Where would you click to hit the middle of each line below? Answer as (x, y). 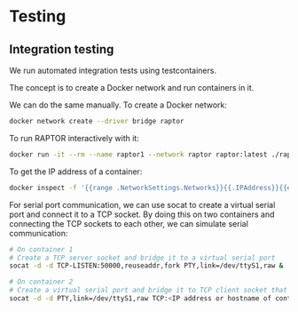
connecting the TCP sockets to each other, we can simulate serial (129, 223)
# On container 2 (41, 282)
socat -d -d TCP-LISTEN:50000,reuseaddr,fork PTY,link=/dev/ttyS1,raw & (146, 266)
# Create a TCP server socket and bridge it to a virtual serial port (142, 258)
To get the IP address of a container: (76, 172)
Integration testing (62, 49)
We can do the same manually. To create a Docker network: (118, 105)
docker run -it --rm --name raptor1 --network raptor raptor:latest (138, 154)
